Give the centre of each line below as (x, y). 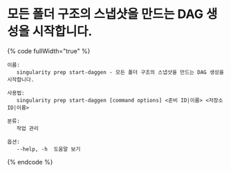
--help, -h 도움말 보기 (48, 149)
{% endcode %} (30, 162)
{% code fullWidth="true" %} (49, 51)
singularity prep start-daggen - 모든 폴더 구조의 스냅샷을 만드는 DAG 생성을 (120, 72)
